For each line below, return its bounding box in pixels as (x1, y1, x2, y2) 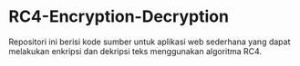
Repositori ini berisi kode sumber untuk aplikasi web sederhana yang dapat (8, 36, 291, 47)
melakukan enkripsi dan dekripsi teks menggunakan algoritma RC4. (8, 45, 262, 56)
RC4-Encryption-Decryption (8, 6, 230, 27)
